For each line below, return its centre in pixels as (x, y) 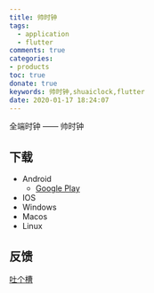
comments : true (37, 51)
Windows (39, 207)
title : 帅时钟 (33, 17)
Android (36, 179)
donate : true (33, 83)
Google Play (57, 188)
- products (29, 67)
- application (43, 34)
